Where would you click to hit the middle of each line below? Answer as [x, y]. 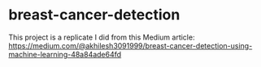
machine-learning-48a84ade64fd [65, 54]
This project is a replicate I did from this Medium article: [102, 37]
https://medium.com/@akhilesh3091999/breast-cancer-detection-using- [130, 45]
